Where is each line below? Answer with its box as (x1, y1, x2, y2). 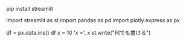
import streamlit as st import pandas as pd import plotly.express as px (6, 17, 180, 23)
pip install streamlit (6, 5, 53, 12)
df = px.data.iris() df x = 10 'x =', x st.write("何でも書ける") (6, 29, 151, 36)
